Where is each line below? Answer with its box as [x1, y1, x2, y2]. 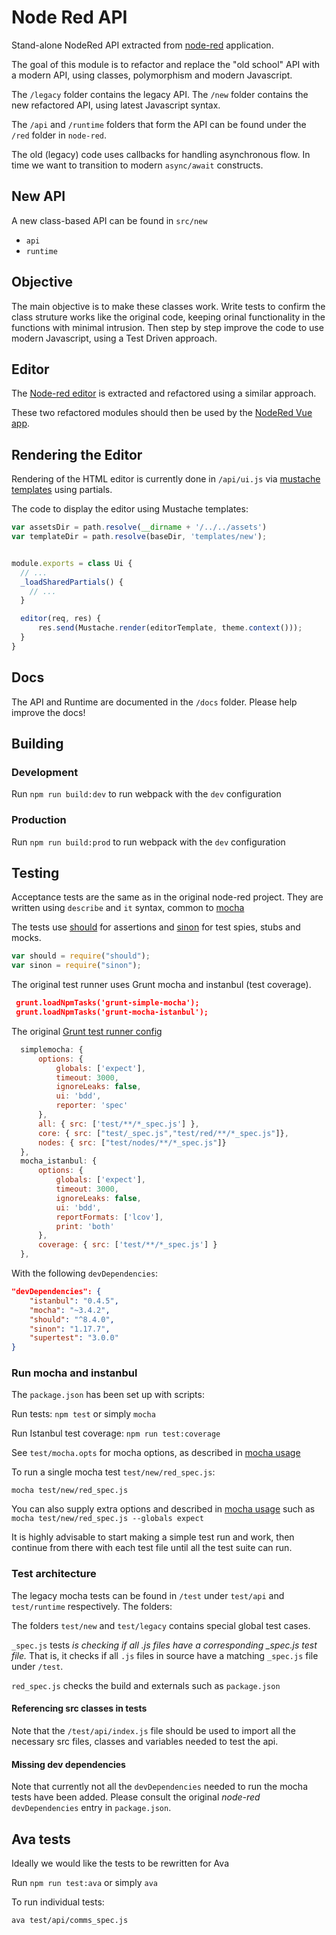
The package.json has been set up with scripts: [11, 1389, 205, 1401]
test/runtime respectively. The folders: [11, 1600, 173, 1612]
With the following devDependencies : [11, 1267, 159, 1280]
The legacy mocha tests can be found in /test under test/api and [11, 1589, 285, 1601]
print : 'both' [55, 1221, 115, 1231]
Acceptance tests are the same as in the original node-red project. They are [11, 891, 324, 903]
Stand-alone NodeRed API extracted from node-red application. [11, 39, 274, 51]
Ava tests [11, 1831, 71, 1848]
